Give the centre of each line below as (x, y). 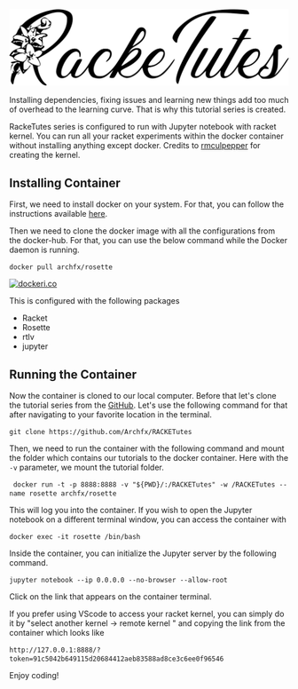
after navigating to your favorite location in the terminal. (111, 414)
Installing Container (65, 182)
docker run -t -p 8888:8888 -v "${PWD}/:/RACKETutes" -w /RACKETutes (144, 484)
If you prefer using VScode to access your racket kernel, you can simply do (147, 614)
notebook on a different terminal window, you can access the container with (148, 519)
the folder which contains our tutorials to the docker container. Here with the (149, 457)
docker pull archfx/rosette (61, 267)
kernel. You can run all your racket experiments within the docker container (146, 136)
